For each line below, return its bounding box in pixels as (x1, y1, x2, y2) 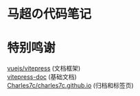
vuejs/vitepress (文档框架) (7, 64, 81, 73)
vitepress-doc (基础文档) (7, 73, 77, 81)
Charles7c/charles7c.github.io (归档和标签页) (7, 82, 134, 90)
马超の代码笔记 (7, 6, 92, 22)
